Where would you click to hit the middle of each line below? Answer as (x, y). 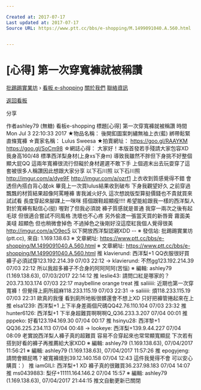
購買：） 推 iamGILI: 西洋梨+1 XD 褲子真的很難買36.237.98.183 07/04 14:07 (98, 365)
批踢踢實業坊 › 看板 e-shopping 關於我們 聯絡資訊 (67, 88)
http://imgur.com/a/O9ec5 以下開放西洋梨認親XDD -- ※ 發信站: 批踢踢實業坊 (100, 231)
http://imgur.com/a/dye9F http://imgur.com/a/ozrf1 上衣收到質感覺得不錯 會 (99, 179)
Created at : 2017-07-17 (36, 17)
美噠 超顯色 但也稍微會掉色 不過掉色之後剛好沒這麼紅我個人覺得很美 (90, 223)
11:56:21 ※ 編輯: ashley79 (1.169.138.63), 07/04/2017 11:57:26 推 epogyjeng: (98, 350)
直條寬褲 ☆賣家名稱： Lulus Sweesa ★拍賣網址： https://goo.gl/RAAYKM (97, 141)
